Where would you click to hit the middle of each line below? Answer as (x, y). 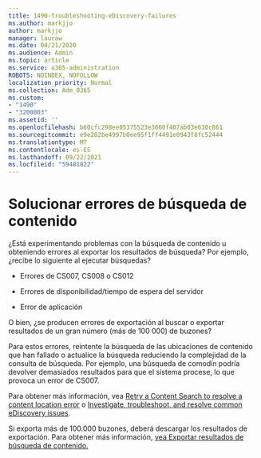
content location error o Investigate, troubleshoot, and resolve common (125, 404)
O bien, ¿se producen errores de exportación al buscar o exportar (117, 323)
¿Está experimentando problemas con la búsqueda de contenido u (117, 243)
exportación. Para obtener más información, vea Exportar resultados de (126, 437)
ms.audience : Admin (41, 53)
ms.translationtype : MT (48, 142)
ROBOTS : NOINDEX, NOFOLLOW (53, 75)
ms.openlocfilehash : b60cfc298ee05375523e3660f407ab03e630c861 (116, 127)
